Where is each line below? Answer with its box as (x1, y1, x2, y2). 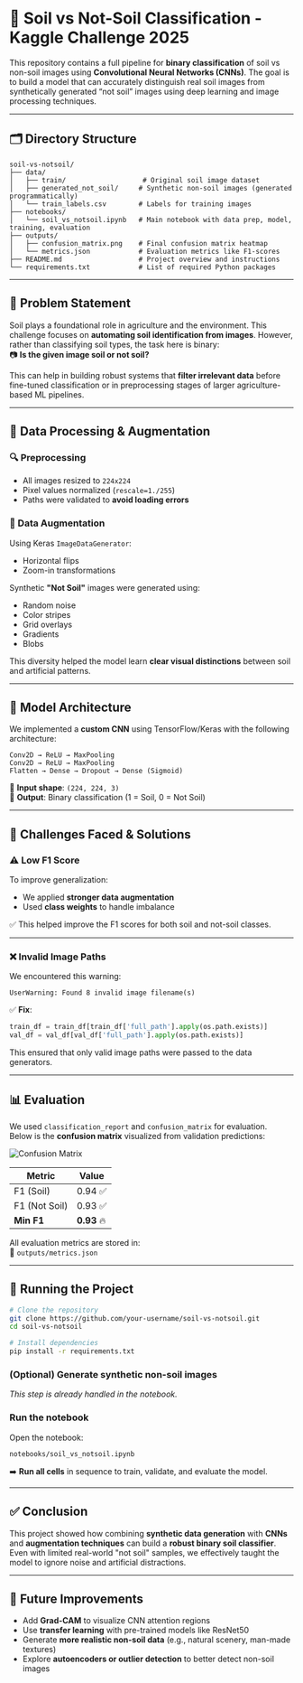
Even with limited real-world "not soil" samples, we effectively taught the (9, 1547, 280, 1557)
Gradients (22, 628, 60, 640)
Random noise (22, 600, 77, 611)
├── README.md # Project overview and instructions (9, 255, 280, 264)
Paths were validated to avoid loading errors (22, 494, 189, 505)
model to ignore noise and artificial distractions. (9, 1557, 187, 1567)
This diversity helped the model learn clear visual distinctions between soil (9, 655, 291, 667)
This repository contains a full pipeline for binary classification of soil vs (9, 57, 280, 68)
